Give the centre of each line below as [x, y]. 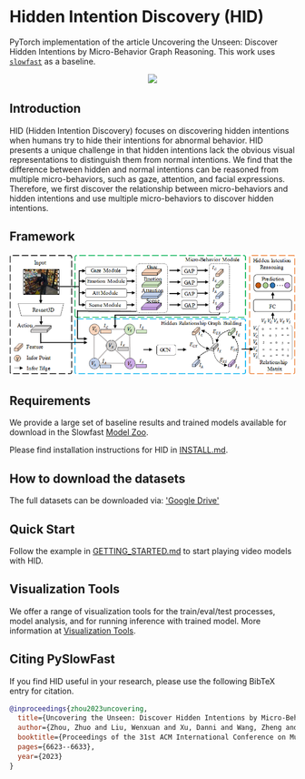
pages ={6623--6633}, [56, 747]
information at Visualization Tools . [73, 631]
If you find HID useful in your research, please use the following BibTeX [142, 681]
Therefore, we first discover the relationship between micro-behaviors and [149, 188]
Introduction [45, 109]
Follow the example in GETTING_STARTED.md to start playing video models [151, 551]
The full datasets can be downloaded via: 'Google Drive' [114, 501]
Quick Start [42, 529]
